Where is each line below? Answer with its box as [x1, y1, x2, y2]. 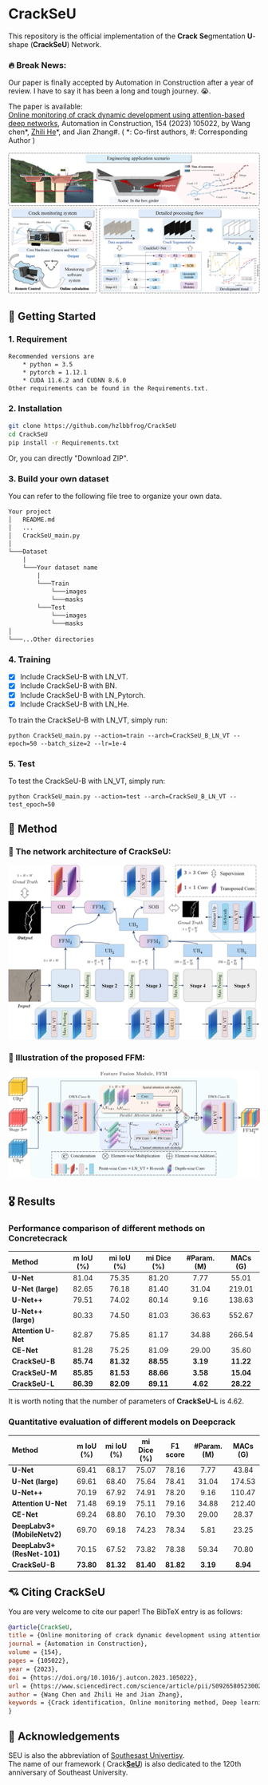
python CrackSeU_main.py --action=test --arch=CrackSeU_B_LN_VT [8, 792, 227, 801]
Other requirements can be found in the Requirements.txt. [8, 384, 209, 392]
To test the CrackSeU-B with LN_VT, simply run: [8, 776, 166, 786]
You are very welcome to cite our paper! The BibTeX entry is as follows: [8, 1606, 243, 1617]
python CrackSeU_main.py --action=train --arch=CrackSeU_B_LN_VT [8, 731, 230, 739]
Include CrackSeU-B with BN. [19, 681, 117, 691]
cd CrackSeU [8, 430, 48, 439]
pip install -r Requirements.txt [8, 438, 120, 447]
